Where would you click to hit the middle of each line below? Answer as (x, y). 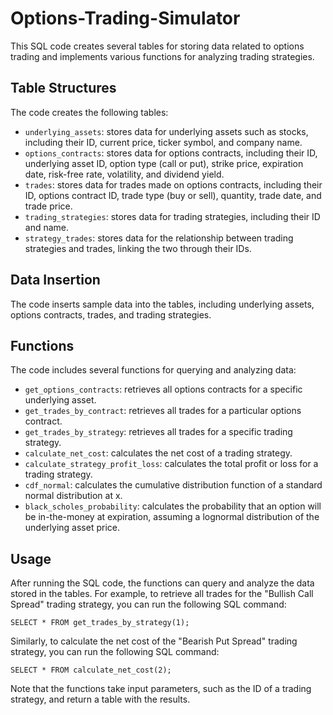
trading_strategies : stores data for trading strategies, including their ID (172, 216)
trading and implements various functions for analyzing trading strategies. (162, 56)
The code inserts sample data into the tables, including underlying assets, (162, 304)
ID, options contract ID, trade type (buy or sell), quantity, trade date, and (173, 195)
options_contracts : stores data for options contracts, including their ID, (171, 153)
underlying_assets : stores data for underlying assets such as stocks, (166, 131)
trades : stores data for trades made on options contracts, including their (173, 184)
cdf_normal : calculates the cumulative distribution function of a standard (173, 485)
